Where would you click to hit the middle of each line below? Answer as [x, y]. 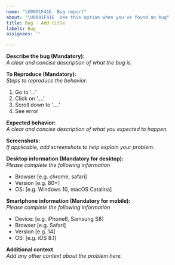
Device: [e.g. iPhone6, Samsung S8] [59, 219]
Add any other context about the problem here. [64, 256]
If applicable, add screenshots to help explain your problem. [80, 147]
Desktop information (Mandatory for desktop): [65, 159]
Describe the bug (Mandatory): [45, 56]
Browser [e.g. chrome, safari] [51, 176]
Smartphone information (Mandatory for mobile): [68, 201]
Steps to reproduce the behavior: [47, 81]
